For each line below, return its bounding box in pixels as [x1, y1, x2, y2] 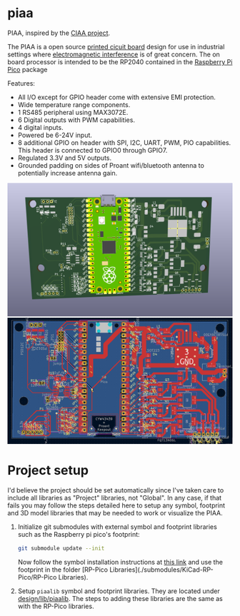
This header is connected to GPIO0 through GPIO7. [17, 146, 168, 154]
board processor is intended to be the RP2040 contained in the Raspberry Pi [7, 57, 233, 66]
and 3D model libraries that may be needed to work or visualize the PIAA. [7, 508, 223, 517]
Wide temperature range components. [17, 100, 131, 108]
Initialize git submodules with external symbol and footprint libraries [17, 522, 218, 531]
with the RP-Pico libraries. [17, 602, 94, 610]
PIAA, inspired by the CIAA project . [7, 29, 111, 37]
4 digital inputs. [17, 123, 64, 131]
